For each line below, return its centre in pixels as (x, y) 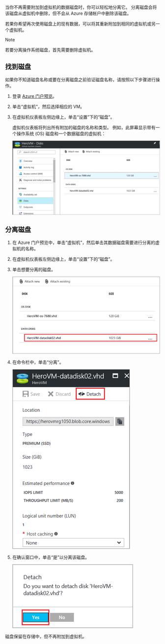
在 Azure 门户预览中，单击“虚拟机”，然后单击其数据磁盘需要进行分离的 (84, 242)
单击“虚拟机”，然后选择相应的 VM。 (48, 107)
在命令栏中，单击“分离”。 (38, 362)
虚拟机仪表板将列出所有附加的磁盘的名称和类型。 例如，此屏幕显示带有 (84, 127)
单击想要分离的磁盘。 (34, 269)
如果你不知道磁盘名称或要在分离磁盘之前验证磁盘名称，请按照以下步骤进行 (80, 80)
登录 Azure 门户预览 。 (35, 96)
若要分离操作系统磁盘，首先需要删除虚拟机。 (50, 50)
